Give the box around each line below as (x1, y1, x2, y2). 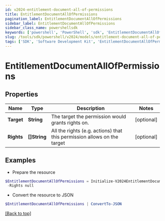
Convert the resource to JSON (12, 192, 74, 198)
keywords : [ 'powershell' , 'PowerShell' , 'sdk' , (5, 30, 105, 35)
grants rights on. (51, 119, 89, 126)
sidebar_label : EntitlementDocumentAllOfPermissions (5, 21, 115, 26)
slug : (5, 35, 16, 40)
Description (77, 105, 105, 111)
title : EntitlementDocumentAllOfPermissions (5, 12, 98, 17)
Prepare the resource (12, 169, 55, 175)
